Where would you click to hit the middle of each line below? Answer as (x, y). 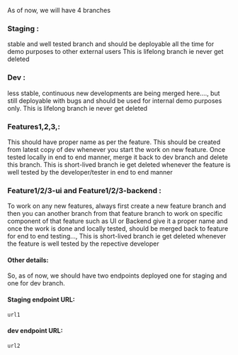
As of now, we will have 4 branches (59, 10)
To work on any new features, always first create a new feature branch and (117, 206)
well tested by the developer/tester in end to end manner (90, 172)
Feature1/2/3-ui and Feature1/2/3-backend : (84, 190)
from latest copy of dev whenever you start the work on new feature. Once (116, 149)
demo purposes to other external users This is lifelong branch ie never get (115, 52)
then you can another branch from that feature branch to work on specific (115, 214)
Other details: (28, 260)
